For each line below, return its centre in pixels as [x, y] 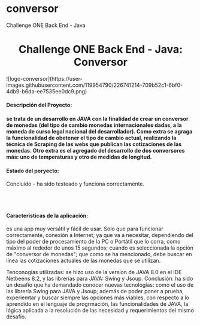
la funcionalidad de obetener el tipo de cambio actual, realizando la [91, 138]
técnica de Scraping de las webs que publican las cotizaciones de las [94, 144]
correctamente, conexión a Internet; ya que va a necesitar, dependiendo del [100, 235]
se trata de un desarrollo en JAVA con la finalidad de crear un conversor [97, 119]
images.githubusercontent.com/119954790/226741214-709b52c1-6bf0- [95, 85]
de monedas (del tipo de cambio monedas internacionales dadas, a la [94, 125]
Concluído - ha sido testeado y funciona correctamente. [75, 184]
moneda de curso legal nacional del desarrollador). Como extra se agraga [99, 132]
